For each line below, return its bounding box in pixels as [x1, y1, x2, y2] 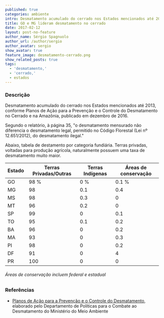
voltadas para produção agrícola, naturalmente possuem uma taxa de [5, 148, 145, 153]
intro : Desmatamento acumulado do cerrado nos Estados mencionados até [5, 16, 154, 21]
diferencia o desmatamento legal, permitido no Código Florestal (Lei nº [5, 127, 148, 133]
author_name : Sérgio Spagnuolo [5, 35, 69, 40]
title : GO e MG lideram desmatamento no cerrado [5, 21, 106, 26]
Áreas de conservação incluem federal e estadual [5, 272, 106, 277]
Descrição [5, 91, 30, 98]
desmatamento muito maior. [5, 152, 61, 159]
